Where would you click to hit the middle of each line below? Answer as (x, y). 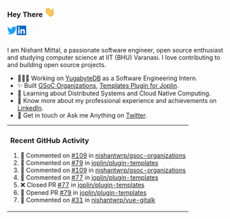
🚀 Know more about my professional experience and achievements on (117, 101)
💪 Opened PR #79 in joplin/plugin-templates (84, 193)
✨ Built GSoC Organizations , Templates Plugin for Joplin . (98, 86)
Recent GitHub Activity (50, 140)
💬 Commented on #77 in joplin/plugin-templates (89, 178)
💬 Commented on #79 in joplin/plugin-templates (89, 163)
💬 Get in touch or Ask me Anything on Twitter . (82, 115)
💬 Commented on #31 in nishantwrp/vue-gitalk (88, 200)
